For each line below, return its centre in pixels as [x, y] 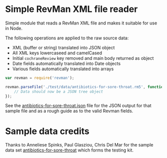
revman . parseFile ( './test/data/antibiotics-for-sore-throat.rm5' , [75, 87]
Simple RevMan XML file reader [72, 9]
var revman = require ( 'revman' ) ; [40, 78]
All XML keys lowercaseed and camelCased [57, 53]
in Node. [14, 28]
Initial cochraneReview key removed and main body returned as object [83, 58]
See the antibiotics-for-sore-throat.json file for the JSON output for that [78, 106]
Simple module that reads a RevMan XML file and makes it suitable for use [81, 23]
